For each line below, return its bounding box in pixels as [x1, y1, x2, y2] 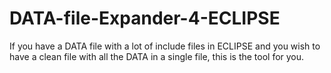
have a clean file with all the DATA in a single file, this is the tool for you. [9, 50, 305, 62]
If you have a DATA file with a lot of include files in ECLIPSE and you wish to [9, 40, 321, 52]
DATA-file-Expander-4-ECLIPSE [9, 7, 281, 30]
